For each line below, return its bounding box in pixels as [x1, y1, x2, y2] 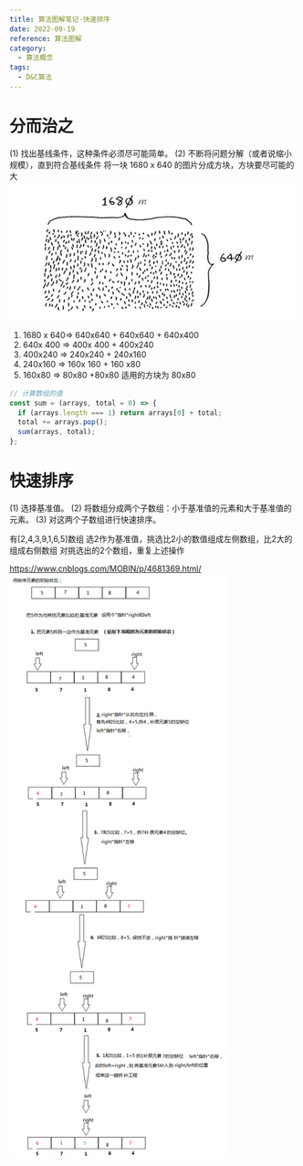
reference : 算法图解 [9, 34, 82, 43]
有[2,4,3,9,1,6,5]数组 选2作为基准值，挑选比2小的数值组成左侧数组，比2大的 [9, 534, 293, 544]
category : [9, 44, 47, 53]
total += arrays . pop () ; [17, 418, 108, 427]
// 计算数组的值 [9, 388, 63, 397]
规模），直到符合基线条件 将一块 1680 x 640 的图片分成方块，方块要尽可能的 [9, 159, 295, 170]
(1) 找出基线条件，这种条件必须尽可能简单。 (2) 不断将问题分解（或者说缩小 [9, 147, 292, 159]
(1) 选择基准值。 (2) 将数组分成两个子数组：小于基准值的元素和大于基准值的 [9, 503, 292, 514]
